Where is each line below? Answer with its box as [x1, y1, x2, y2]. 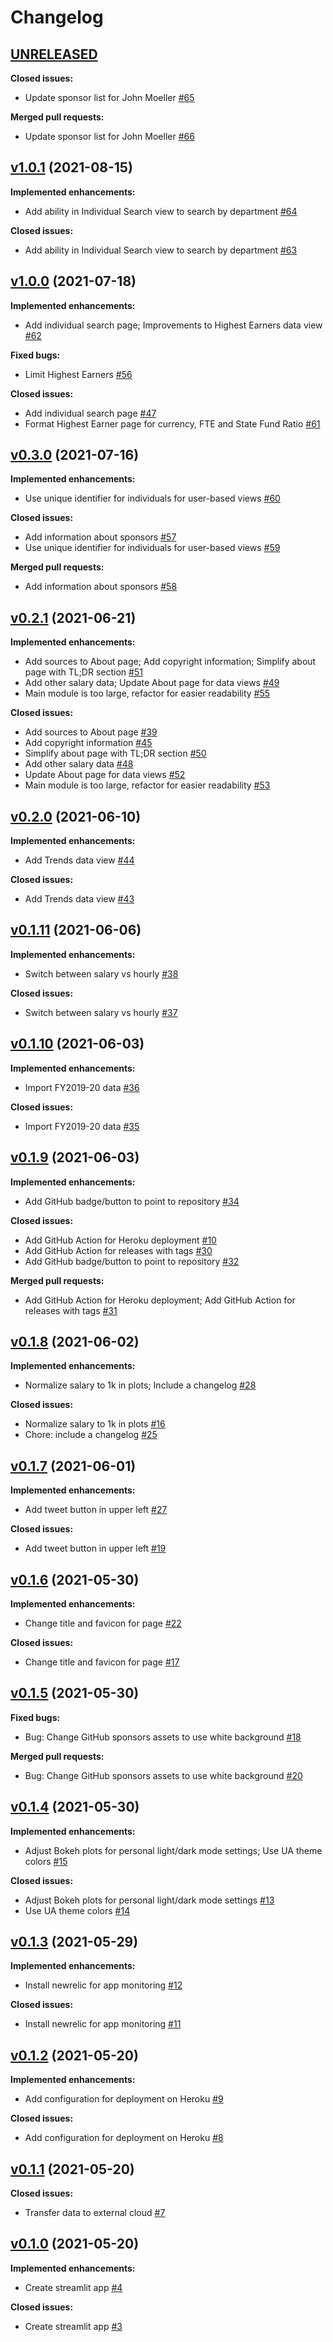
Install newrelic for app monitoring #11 [24, 2018, 182, 2030]
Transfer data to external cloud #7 [24, 2207, 166, 2218]
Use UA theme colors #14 [24, 1904, 131, 1916]
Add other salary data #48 [24, 758, 134, 770]
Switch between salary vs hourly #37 [24, 1006, 178, 1018]
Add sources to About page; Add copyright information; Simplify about [24, 656, 317, 668]
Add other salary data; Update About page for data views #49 [24, 677, 280, 689]
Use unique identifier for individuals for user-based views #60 [24, 492, 281, 505]
